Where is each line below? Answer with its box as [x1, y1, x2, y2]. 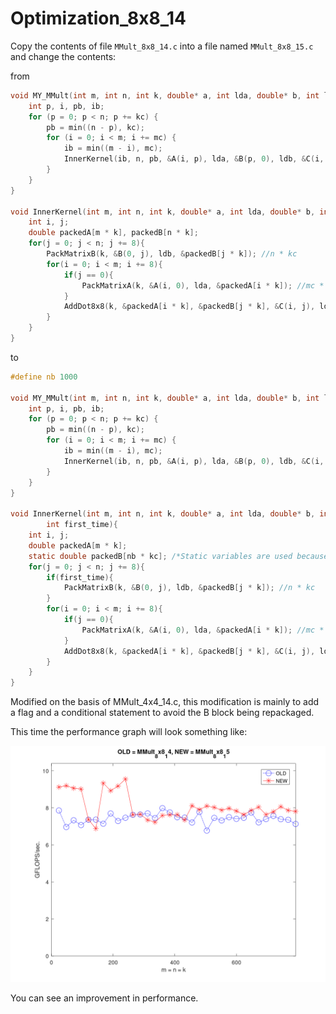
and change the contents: [10, 50, 117, 62]
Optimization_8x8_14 [10, 7, 187, 30]
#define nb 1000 [10, 372, 78, 382]
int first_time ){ [46, 520, 118, 530]
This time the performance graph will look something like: [10, 726, 248, 738]
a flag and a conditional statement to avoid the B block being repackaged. [10, 707, 315, 719]
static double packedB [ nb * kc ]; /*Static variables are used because [28, 551, 329, 561]
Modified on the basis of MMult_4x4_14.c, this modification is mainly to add [10, 696, 320, 708]
